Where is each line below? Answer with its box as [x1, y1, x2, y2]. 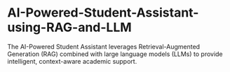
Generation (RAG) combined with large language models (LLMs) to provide [7, 50, 223, 58]
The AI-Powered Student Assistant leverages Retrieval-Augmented [7, 42, 201, 51]
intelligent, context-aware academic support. [7, 57, 137, 65]
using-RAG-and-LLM [7, 19, 132, 35]
